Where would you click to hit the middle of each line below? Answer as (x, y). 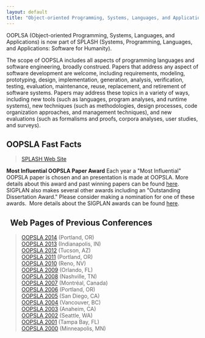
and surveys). (23, 125)
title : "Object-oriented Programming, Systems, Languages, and (88, 18)
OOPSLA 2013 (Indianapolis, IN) (61, 244)
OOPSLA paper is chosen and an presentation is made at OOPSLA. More (97, 178)
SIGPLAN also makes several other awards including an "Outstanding (93, 190)
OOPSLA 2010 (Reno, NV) (54, 263)
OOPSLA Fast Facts (44, 144)
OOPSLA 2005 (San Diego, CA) (60, 296)
